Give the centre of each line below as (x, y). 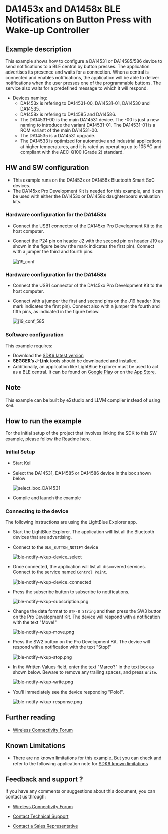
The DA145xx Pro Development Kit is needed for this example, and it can (88, 191)
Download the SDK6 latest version (48, 355)
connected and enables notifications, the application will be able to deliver (82, 77)
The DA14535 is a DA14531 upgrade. (58, 136)
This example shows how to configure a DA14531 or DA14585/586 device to (84, 61)
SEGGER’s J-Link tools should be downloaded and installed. (75, 361)
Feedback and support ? (44, 779)
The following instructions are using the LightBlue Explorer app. (71, 522)
